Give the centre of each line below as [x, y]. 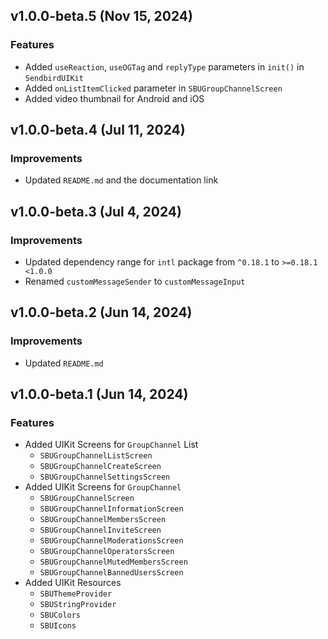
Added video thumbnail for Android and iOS [114, 98]
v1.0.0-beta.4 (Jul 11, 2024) [98, 130]
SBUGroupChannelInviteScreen [100, 530]
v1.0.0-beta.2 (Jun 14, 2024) [101, 312]
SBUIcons [58, 626]
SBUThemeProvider [76, 594]
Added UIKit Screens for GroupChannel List [111, 445]
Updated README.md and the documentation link [121, 180]
